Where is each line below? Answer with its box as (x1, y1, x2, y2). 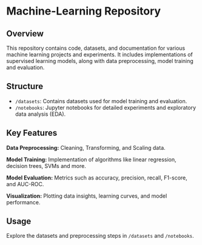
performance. (6, 198, 41, 206)
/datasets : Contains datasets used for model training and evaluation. (15, 97, 187, 104)
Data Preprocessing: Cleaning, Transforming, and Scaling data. (6, 144, 166, 151)
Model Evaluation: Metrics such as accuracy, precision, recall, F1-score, (6, 174, 188, 181)
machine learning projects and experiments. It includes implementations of (6, 51, 193, 58)
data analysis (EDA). (15, 110, 66, 118)
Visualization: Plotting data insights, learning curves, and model (6, 192, 167, 200)
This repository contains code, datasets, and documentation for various (6, 44, 186, 52)
